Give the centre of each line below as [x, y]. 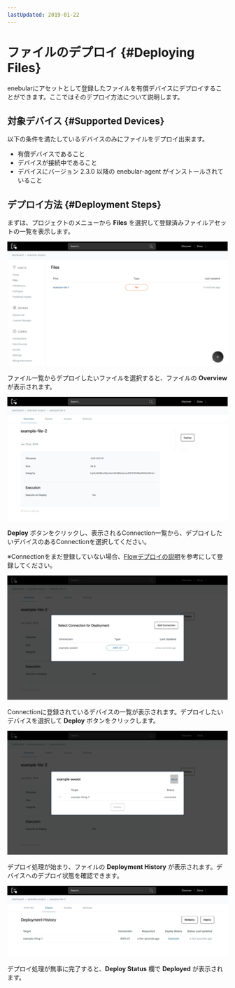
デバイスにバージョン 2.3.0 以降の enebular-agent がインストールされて [120, 172]
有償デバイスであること [51, 154]
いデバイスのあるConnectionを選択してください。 [79, 542]
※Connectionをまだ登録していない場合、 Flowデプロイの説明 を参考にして [112, 557]
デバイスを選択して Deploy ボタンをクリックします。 [83, 721]
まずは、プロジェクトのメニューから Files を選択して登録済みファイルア [111, 223]
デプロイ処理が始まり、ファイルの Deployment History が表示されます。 [112, 867]
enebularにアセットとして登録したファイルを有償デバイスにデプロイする [112, 88]
